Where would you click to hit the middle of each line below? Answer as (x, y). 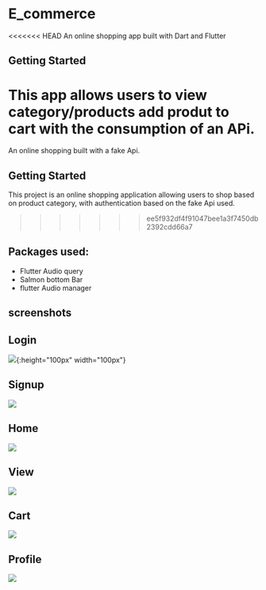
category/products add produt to (119, 112)
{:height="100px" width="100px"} (71, 360)
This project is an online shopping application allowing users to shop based (131, 195)
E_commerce (52, 14)
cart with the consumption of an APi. (132, 129)
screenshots (40, 313)
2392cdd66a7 (170, 227)
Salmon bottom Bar (51, 280)
